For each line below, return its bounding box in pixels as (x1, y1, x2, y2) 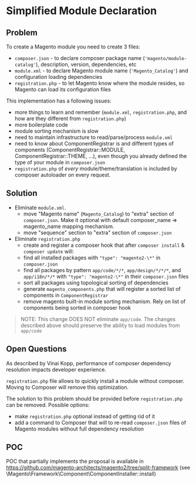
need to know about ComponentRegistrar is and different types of (14, 140, 174, 147)
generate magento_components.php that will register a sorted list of (23, 285, 181, 292)
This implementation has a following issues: (6, 97, 111, 104)
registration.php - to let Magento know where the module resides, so (14, 80, 185, 87)
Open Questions (6, 344, 67, 354)
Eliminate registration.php (14, 235, 80, 242)
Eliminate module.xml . (14, 204, 66, 211)
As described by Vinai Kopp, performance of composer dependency (6, 359, 171, 366)
